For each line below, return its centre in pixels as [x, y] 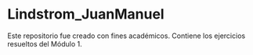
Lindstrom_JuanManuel [86, 14]
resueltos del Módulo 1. [45, 43]
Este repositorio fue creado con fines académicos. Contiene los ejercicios [127, 36]
